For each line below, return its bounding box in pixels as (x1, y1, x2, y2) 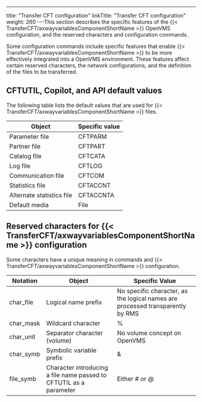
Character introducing (46, 363, 108, 371)
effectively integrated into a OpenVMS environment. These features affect (6, 55, 189, 62)
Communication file (9, 171, 64, 180)
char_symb (9, 350, 41, 358)
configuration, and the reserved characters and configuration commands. (6, 31, 188, 38)
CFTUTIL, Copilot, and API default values (6, 85, 162, 96)
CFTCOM (78, 171, 105, 180)
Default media (9, 201, 49, 209)
